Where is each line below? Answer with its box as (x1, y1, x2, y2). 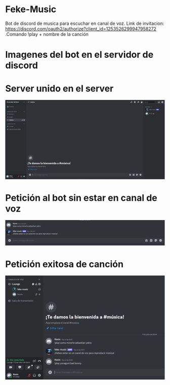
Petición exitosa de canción (5, 259, 124, 270)
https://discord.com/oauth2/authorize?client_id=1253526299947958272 (5, 25, 157, 31)
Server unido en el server (5, 83, 114, 94)
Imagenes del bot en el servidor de (5, 49, 154, 60)
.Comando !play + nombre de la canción (5, 31, 89, 37)
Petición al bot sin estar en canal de (5, 192, 158, 203)
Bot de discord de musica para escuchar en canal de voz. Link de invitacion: (5, 20, 164, 26)
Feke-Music (5, 4, 57, 15)
